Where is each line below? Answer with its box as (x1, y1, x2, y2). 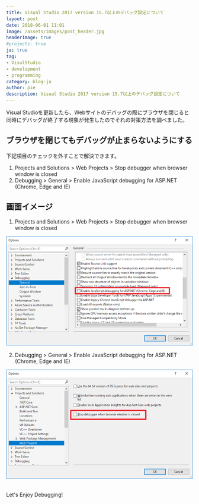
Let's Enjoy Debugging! (6, 491, 63, 498)
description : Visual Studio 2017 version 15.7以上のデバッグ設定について (6, 91, 181, 97)
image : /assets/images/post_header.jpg (6, 29, 105, 34)
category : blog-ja (6, 78, 52, 84)
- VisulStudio (6, 59, 41, 65)
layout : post (6, 15, 38, 22)
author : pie (6, 85, 36, 91)
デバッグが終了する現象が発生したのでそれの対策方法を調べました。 (21, 116, 188, 123)
